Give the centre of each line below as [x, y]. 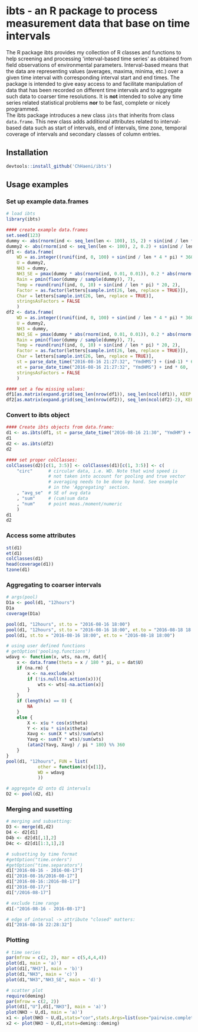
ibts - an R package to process [82, 11]
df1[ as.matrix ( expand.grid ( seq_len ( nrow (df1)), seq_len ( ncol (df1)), [92, 394]
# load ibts [21, 214]
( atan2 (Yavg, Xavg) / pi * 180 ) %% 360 [76, 745]
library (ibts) [24, 219]
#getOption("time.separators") [44, 865]
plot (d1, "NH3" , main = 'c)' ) [42, 974]
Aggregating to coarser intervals [54, 585]
